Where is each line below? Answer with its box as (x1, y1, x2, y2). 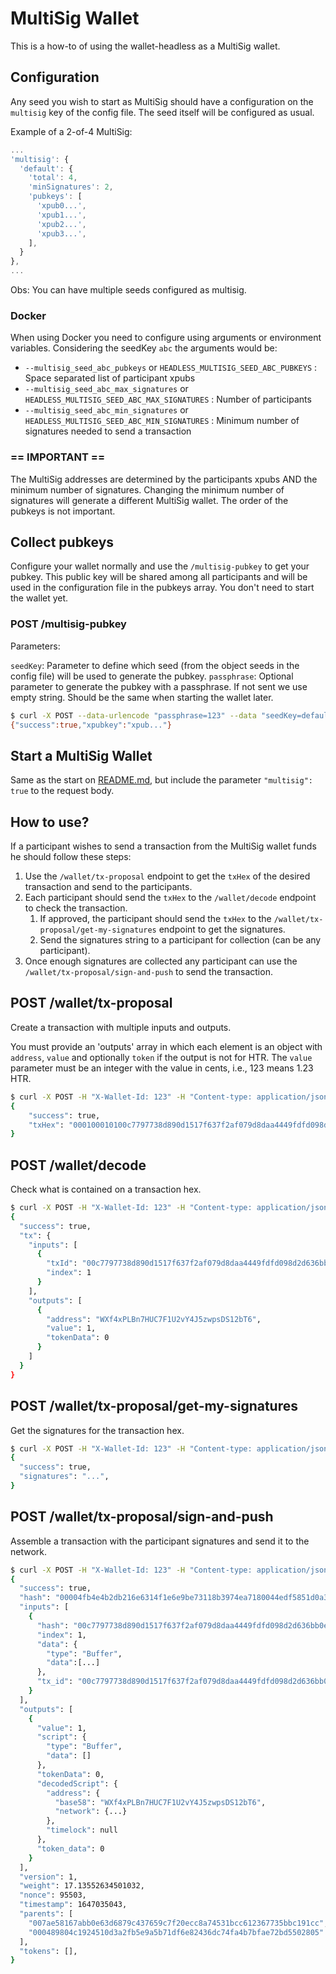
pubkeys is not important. (10, 505, 116, 517)
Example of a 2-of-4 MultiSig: (10, 125, 133, 137)
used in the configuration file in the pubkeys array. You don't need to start (10, 582, 315, 594)
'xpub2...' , (36, 219, 87, 229)
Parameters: (10, 640, 61, 652)
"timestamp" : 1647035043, (19, 1900, 128, 1910)
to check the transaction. (24, 902, 128, 914)
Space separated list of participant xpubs (24, 372, 196, 384)
